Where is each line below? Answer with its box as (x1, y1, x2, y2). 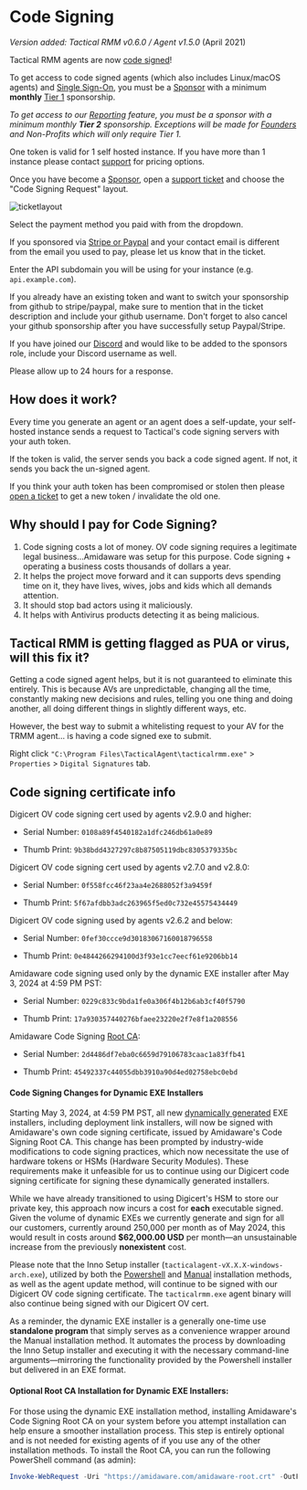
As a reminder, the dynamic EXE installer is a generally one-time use (9, 1316, 267, 1326)
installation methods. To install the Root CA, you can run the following (9, 1444, 271, 1455)
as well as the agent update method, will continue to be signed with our (9, 1279, 279, 1290)
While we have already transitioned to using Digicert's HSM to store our (9, 1193, 279, 1204)
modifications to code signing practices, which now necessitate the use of (9, 1147, 290, 1157)
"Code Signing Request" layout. (9, 183, 129, 194)
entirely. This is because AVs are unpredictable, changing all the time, (9, 683, 271, 695)
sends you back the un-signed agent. (9, 463, 151, 474)
